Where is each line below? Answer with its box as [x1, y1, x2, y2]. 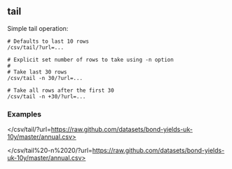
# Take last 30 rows [7, 68, 68, 76]
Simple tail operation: [7, 24, 69, 32]
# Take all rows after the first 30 [7, 87, 114, 94]
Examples [7, 109, 42, 119]
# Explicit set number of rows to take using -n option [7, 56, 174, 63]
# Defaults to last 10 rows [7, 38, 90, 45]
